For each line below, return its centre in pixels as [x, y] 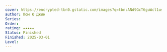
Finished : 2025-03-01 [28, 38]
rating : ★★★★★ [20, 28]
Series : [13, 19]
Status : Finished [23, 33]
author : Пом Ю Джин [25, 14]
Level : [12, 42]
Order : [12, 24]
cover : [12, 10]
